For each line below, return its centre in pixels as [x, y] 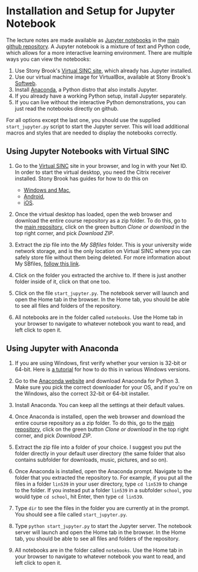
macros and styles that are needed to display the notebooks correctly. [92, 133]
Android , [34, 196]
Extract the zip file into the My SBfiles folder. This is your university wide [103, 245]
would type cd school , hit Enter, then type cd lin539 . [79, 496]
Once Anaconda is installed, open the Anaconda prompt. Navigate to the [103, 471]
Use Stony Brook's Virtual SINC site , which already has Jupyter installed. [103, 70]
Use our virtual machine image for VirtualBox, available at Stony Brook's [103, 77]
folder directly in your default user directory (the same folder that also [100, 453]
